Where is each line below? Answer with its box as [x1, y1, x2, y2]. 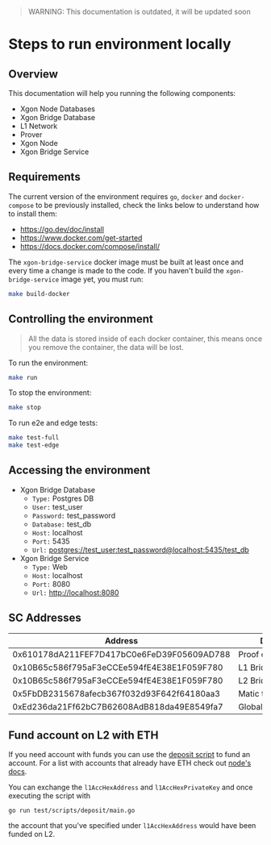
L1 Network [19, 121, 58, 131]
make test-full [8, 434, 60, 442]
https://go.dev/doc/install [19, 224, 105, 234]
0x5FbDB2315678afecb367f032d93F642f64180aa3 [12, 688, 220, 699]
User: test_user [31, 502, 83, 511]
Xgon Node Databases [19, 104, 95, 114]
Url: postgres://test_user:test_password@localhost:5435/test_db [31, 544, 250, 555]
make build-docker [8, 289, 70, 298]
